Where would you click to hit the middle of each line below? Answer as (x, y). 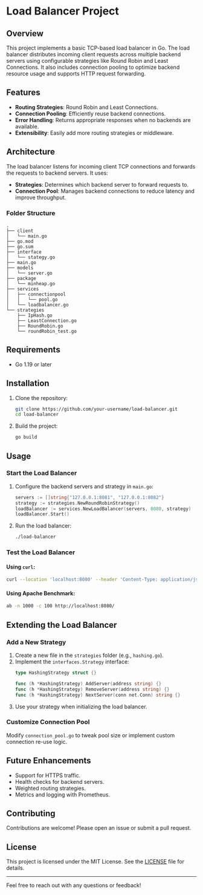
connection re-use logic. (37, 742)
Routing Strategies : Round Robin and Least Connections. (86, 107)
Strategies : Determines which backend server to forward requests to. (102, 184)
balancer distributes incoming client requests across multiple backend (94, 54)
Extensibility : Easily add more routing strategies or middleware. (94, 133)
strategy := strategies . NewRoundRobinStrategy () (77, 503)
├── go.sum (20, 247)
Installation (28, 383)
